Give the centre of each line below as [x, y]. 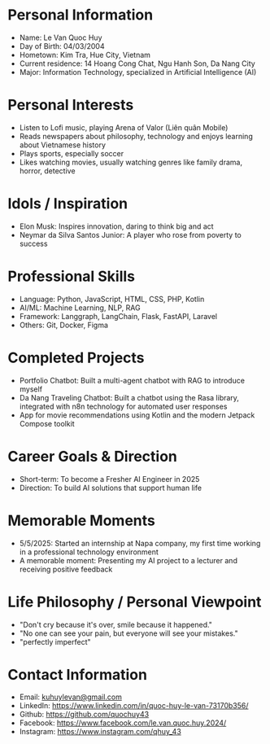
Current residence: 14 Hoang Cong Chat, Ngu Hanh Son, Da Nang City [137, 63]
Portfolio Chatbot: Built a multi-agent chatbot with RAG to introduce [132, 380]
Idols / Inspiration [68, 204]
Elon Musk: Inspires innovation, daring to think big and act [116, 226]
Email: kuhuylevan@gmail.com [71, 697]
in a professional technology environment [89, 552]
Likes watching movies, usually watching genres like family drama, [131, 162]
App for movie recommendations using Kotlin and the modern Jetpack [137, 415]
